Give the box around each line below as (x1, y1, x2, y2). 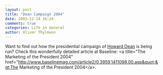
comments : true (5, 21, 36, 26)
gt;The (5, 64, 19, 70)
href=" (5, 59, 19, 65)
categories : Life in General (5, 25, 65, 30)
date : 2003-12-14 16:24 (5, 16, 54, 21)
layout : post (5, 7, 32, 12)
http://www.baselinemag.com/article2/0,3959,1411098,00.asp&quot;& (18, 59, 158, 65)
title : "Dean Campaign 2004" (5, 12, 65, 17)
